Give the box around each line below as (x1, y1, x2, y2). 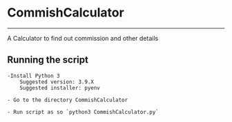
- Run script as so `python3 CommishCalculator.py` (7, 108, 159, 115)
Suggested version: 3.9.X (19, 78, 95, 85)
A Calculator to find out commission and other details (7, 34, 159, 42)
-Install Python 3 (7, 72, 60, 79)
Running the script (7, 54, 88, 66)
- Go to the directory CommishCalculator (7, 96, 128, 103)
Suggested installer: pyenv (19, 84, 100, 91)
